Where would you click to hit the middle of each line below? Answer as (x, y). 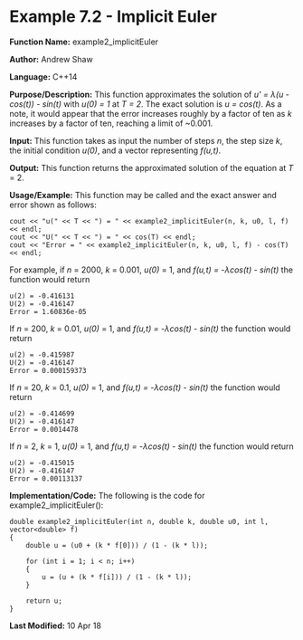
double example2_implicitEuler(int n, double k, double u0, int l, (139, 521)
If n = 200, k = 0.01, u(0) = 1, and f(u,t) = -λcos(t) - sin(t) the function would (150, 329)
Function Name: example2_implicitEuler (84, 42)
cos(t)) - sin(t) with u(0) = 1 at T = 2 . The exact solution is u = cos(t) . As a (146, 104)
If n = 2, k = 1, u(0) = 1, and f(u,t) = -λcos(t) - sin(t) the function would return (151, 446)
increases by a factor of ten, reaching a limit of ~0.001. (111, 123)
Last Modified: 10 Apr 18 (56, 626)
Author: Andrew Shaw (51, 59)
